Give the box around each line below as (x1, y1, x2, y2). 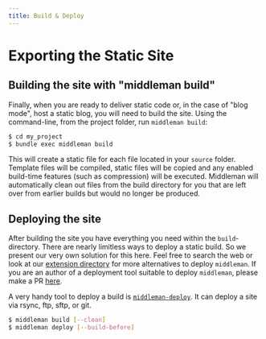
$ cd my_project (8, 132, 63, 141)
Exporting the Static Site (8, 46, 174, 64)
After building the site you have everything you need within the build (8, 234, 236, 243)
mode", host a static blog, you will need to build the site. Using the (8, 108, 227, 118)
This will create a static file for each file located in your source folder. (8, 155, 236, 164)
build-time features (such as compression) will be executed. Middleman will (8, 172, 259, 181)
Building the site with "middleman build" (8, 78, 215, 93)
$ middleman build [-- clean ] (8, 316, 106, 325)
